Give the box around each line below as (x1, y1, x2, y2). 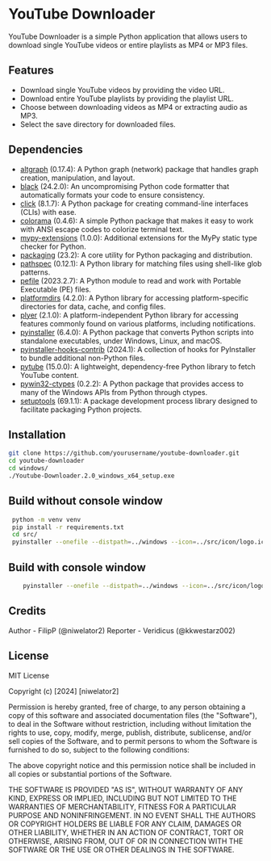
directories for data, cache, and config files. (19, 301, 166, 311)
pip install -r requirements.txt (11, 523, 125, 531)
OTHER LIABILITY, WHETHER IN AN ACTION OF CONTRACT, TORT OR (8, 827, 244, 837)
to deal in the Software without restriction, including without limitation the (8, 719, 252, 729)
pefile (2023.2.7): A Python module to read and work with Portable (19, 275, 242, 285)
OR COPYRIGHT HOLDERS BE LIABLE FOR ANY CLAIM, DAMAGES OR (8, 819, 242, 829)
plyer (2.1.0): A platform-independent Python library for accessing (19, 310, 240, 320)
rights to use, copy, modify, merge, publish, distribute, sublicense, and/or (8, 728, 252, 737)
